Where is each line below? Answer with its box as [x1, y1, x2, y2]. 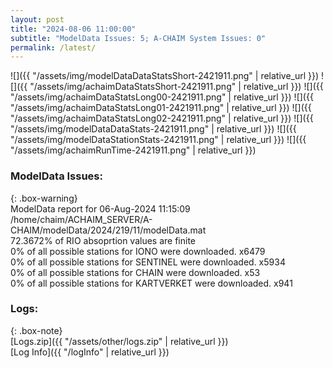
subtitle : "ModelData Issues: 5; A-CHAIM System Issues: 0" [10, 33, 267, 43]
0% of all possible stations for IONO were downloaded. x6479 [10, 245, 266, 257]
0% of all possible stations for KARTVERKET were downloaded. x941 [10, 277, 293, 289]
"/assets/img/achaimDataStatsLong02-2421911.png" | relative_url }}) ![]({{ [10, 112, 314, 125]
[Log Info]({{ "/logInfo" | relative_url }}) [10, 346, 170, 358]
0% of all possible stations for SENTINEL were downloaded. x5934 [10, 256, 286, 268]
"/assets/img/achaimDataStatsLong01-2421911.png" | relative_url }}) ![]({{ [10, 102, 312, 114]
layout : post [10, 14, 65, 25]
